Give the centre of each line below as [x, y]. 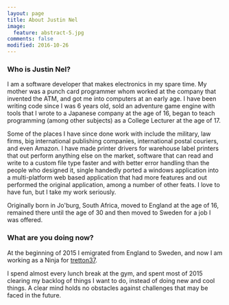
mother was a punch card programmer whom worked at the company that [112, 91]
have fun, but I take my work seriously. [62, 192]
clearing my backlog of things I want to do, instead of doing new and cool [111, 280]
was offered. [25, 220]
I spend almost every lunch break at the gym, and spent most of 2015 [105, 273]
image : [16, 26]
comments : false [30, 39]
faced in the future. [34, 295]
